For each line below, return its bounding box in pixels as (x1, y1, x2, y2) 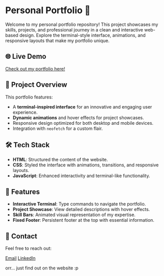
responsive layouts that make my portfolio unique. (5, 38, 110, 44)
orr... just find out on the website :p (5, 265, 79, 271)
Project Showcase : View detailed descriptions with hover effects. (12, 206, 150, 213)
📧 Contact (5, 232, 38, 240)
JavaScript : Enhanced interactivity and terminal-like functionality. (12, 172, 150, 179)
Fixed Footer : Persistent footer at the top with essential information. (12, 217, 155, 223)
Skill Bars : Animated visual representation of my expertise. (12, 212, 136, 218)
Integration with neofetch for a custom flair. (12, 125, 103, 131)
